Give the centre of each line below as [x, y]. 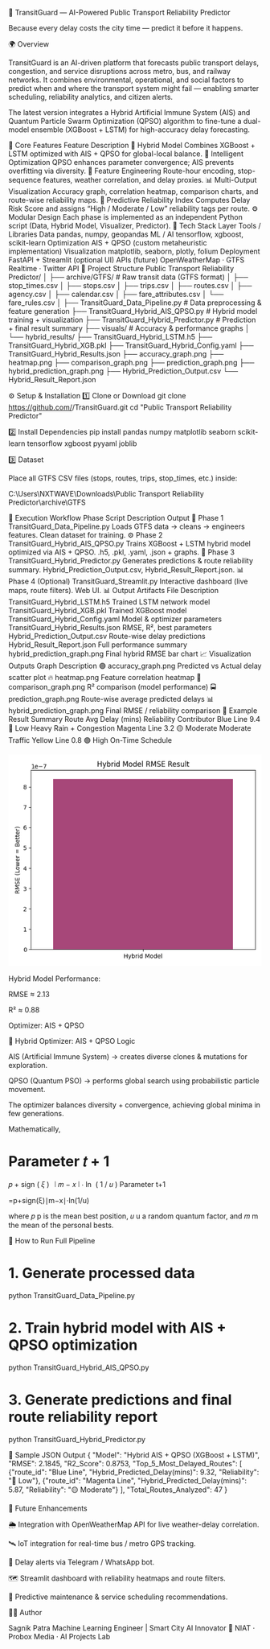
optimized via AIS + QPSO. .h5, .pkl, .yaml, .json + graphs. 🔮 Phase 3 [122, 552]
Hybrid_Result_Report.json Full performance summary [98, 645]
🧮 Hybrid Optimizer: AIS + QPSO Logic [72, 1041]
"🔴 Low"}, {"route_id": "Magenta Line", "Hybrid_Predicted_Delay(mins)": [128, 1480]
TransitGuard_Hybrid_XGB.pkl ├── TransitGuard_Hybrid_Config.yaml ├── [131, 345]
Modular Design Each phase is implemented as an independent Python [125, 217]
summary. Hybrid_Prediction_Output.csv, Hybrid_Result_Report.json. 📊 [126, 570]
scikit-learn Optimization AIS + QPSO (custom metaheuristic [108, 243]
